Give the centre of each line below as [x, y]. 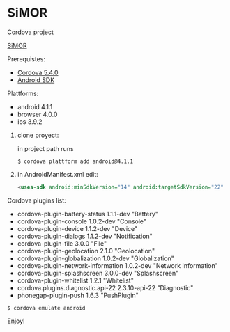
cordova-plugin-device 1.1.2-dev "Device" [77, 228]
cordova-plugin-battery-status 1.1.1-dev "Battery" [88, 214]
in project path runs [46, 148]
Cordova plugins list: [37, 200]
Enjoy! [16, 321]
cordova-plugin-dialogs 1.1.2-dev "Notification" [85, 236]
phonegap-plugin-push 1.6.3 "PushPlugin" [78, 295]
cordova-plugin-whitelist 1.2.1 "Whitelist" [75, 280]
